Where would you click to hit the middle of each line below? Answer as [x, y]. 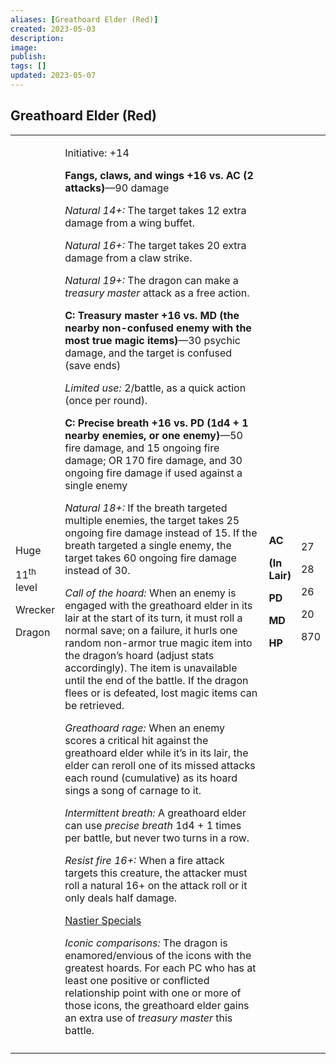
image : [24, 47]
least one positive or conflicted [137, 980]
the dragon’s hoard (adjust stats [139, 655]
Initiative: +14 [97, 153]
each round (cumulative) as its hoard [151, 778]
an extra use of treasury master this [148, 1018]
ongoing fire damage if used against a [153, 473]
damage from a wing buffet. [129, 223]
